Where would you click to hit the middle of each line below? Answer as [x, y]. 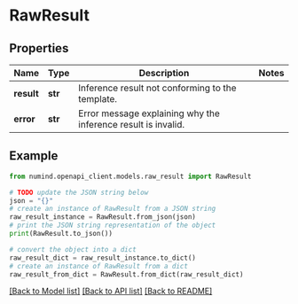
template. [98, 99]
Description [164, 73]
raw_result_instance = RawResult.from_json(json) [103, 217]
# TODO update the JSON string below [79, 192]
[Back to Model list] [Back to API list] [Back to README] [111, 291]
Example [34, 156]
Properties [39, 48]
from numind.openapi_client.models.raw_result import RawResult [130, 176]
